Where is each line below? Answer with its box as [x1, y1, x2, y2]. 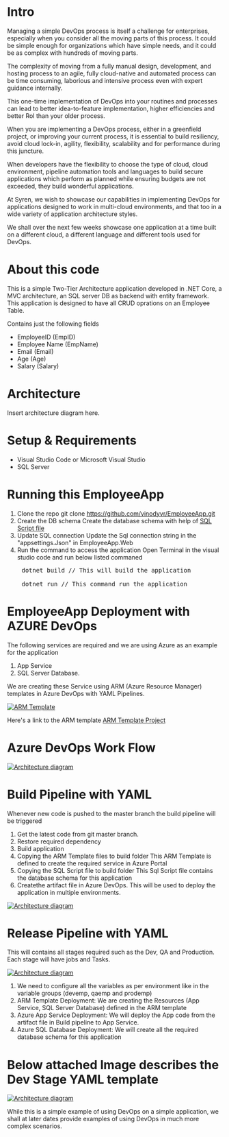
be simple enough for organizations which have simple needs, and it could [7, 41, 217, 49]
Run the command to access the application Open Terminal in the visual [16, 546, 219, 554]
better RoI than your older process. [7, 111, 106, 120]
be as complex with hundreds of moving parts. [7, 49, 138, 57]
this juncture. [7, 147, 44, 155]
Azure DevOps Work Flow [7, 740, 156, 755]
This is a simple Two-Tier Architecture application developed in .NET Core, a [7, 284, 222, 292]
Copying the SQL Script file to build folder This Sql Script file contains [16, 866, 213, 874]
